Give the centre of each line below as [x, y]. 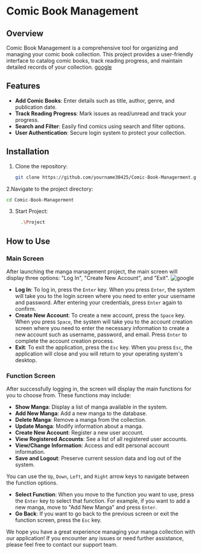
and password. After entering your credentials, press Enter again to [99, 302]
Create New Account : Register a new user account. [79, 433]
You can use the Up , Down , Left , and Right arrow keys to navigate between [98, 476]
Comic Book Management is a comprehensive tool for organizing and [92, 48]
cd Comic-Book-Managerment [40, 200]
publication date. [36, 107]
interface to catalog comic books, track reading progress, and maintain [94, 61]
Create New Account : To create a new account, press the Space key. [100, 315]
